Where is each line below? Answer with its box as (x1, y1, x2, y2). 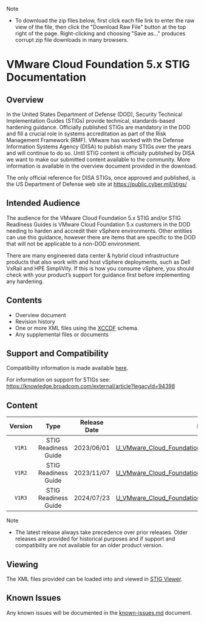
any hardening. (6, 278, 44, 285)
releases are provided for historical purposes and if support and (15, 535, 175, 542)
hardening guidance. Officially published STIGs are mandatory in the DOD (6, 124, 191, 131)
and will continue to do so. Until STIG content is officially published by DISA (6, 149, 195, 157)
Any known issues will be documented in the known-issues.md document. (6, 609, 192, 616)
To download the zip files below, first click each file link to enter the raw (15, 17, 195, 24)
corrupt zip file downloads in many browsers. (15, 36, 129, 43)
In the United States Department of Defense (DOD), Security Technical (6, 111, 183, 118)
